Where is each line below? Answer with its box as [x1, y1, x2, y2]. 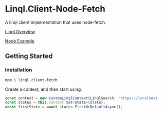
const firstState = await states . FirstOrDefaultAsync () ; [5, 105, 123, 110]
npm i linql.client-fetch [5, 77, 57, 83]
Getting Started [5, 52, 53, 60]
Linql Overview [5, 28, 36, 34]
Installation [5, 67, 33, 73]
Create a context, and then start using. [5, 86, 82, 92]
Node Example [5, 38, 35, 44]
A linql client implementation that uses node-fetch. [5, 19, 106, 25]
